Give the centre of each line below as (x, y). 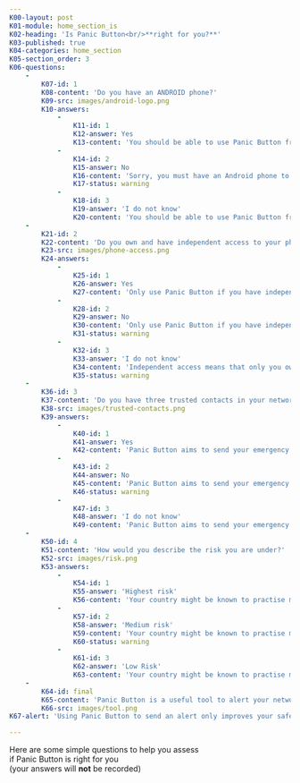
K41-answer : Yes (103, 442)
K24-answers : (66, 259)
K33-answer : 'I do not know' (127, 359)
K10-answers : (66, 109)
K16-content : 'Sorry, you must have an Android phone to (181, 175)
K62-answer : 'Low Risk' (117, 667)
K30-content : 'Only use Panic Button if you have (167, 326)
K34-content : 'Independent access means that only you (177, 367)
